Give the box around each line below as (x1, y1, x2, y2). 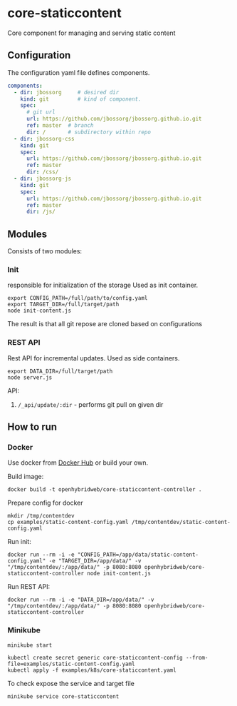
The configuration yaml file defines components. (7, 68, 150, 76)
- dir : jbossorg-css (14, 135, 75, 142)
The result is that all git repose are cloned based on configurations (7, 320, 203, 328)
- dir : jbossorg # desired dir (14, 89, 120, 96)
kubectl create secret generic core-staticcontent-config (7, 654, 183, 661)
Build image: (7, 473, 44, 481)
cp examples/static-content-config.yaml (7, 519, 130, 526)
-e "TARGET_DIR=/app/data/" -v (48, 558, 142, 565)
